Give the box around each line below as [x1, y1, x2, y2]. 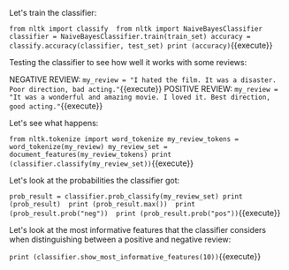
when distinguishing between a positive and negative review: [9, 234, 232, 244]
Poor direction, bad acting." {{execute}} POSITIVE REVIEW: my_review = [9, 84, 278, 94]
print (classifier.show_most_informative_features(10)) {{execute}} [9, 251, 262, 261]
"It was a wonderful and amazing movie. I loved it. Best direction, [9, 93, 271, 101]
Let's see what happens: [9, 118, 99, 128]
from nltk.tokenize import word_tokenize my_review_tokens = [9, 135, 240, 144]
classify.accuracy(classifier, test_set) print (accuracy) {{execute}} [9, 40, 273, 50]
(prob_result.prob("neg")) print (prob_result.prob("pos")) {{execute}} [9, 207, 281, 218]
